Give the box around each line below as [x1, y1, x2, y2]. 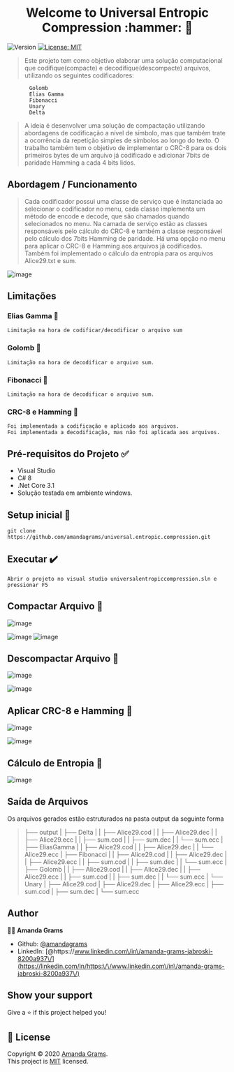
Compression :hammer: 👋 [41, 20, 193, 36]
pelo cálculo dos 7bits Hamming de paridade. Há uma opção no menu [24, 234, 226, 242]
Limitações [7, 290, 57, 302]
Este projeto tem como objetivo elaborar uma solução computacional [24, 56, 223, 64]
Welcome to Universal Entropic [25, 5, 210, 21]
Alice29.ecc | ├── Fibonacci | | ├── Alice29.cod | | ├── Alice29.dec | [24, 850, 227, 858]
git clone [7, 527, 36, 535]
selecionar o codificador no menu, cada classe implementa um [24, 204, 205, 213]
